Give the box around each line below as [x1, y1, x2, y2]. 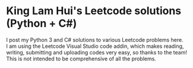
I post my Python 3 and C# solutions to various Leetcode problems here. [6, 36, 183, 43]
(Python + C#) [6, 17, 77, 30]
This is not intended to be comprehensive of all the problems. [6, 55, 156, 62]
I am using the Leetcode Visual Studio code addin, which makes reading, [6, 43, 184, 50]
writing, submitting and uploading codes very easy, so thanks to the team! [6, 48, 187, 56]
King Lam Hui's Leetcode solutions [6, 4, 182, 18]
